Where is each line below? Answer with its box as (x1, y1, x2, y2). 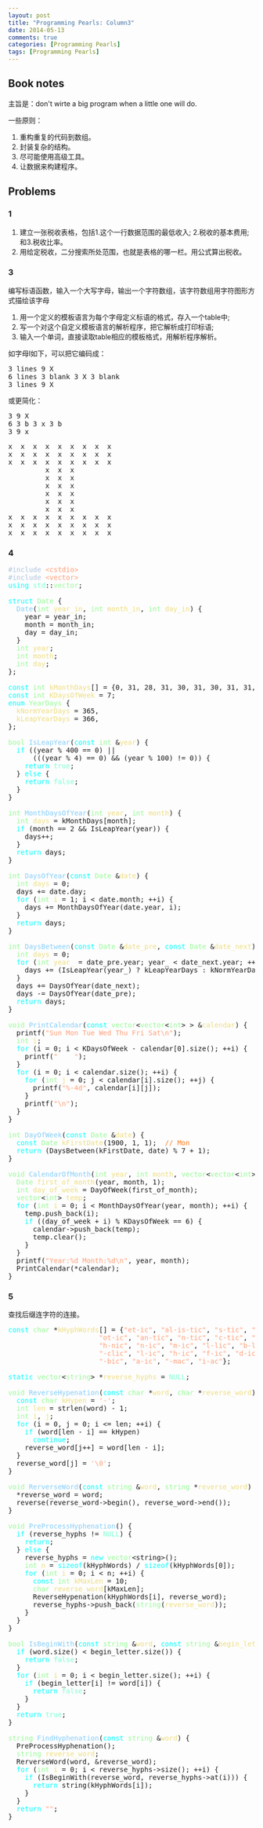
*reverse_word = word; (16, 1490, 103, 1500)
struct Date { (8, 597, 63, 605)
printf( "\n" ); (24, 1099, 79, 1108)
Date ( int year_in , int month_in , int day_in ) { (16, 605, 203, 613)
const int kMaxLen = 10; (32, 1577, 128, 1586)
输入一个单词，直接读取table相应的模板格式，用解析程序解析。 (19, 331, 222, 342)
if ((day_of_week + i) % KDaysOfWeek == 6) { (24, 1217, 203, 1226)
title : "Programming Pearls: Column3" (8, 19, 135, 27)
